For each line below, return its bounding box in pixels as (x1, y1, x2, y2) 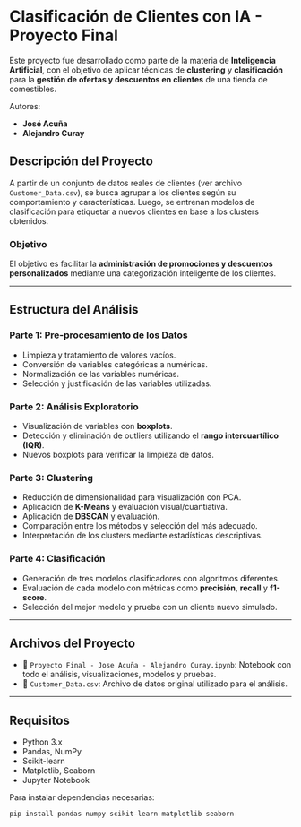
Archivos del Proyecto (9, 636, 136, 651)
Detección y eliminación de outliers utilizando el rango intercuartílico (21, 430, 279, 441)
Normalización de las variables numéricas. (21, 368, 179, 379)
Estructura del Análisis (9, 302, 139, 317)
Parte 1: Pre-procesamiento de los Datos (9, 329, 188, 341)
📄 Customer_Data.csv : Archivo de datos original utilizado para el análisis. (21, 678, 288, 689)
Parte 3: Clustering (9, 471, 94, 484)
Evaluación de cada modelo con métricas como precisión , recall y (21, 582, 269, 593)
